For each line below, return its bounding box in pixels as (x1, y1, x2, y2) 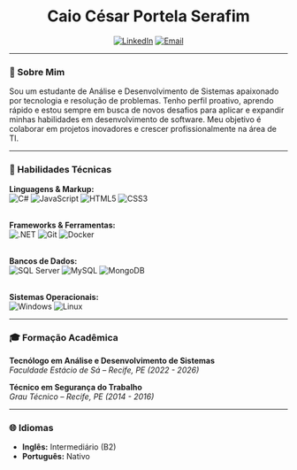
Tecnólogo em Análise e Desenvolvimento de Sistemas (9, 355, 215, 366)
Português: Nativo (21, 451, 90, 462)
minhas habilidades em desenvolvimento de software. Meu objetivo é (9, 114, 262, 125)
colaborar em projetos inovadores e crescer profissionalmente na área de (9, 124, 277, 135)
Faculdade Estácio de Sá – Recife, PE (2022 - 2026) (9, 365, 200, 375)
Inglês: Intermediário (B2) (21, 442, 117, 452)
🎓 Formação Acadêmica (9, 332, 118, 344)
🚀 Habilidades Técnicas (9, 164, 112, 176)
